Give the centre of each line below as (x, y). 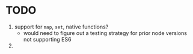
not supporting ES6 (47, 39)
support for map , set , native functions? (61, 27)
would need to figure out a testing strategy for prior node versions (105, 33)
